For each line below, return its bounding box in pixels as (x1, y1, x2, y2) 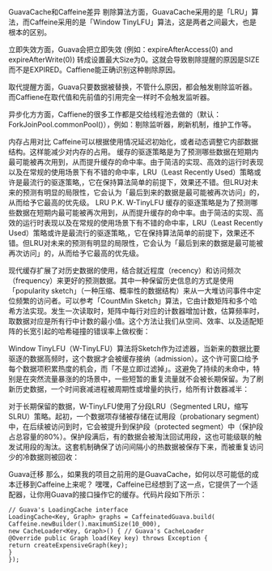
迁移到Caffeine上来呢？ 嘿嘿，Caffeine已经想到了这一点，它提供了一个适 (15, 479, 258, 489)
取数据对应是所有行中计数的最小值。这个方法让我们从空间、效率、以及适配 (8, 316, 257, 326)
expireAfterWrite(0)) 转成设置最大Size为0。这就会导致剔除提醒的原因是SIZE (8, 55, 261, 64)
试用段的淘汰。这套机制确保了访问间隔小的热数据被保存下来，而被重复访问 (15, 442, 264, 452)
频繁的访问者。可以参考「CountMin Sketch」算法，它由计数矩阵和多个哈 (15, 296, 257, 306)
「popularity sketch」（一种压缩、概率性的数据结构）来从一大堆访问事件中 (8, 286, 255, 295)
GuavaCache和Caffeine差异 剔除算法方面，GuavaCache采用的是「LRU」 (8, 7, 252, 16)
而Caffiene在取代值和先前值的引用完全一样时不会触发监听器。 (8, 92, 215, 101)
